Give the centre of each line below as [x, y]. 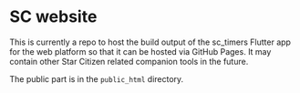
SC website [53, 17]
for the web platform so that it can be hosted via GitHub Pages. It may [140, 51]
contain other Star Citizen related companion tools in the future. [129, 61]
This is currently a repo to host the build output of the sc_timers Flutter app [150, 42]
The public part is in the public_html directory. [97, 78]
